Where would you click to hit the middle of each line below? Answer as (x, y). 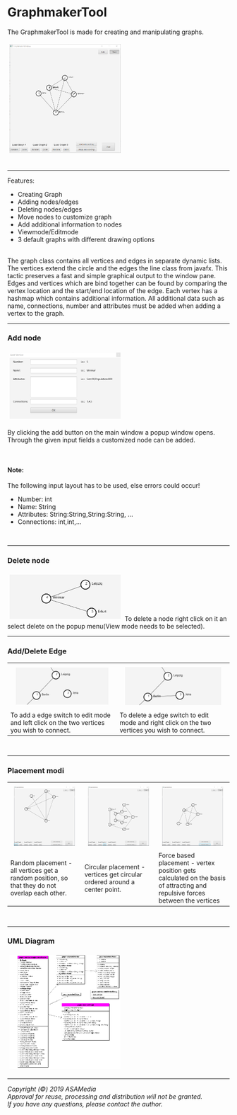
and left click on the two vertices (57, 722)
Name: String (37, 507)
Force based (177, 856)
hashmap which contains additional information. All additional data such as (116, 298)
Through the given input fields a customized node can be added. (101, 440)
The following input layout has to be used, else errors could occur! (104, 486)
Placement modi (36, 771)
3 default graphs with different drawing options (86, 239)
